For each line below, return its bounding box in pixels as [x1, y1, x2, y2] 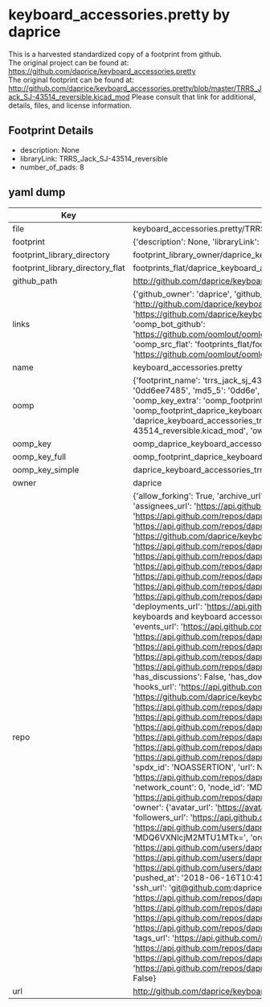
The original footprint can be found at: [8, 75, 134, 84]
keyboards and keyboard [132, 611, 227, 622]
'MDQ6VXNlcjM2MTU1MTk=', [132, 832, 249, 843]
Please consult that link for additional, [131, 92, 256, 101]
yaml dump [8, 186, 66, 199]
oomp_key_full [12, 451, 67, 462]
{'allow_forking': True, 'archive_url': [132, 490, 265, 501]
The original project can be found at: [8, 58, 129, 68]
